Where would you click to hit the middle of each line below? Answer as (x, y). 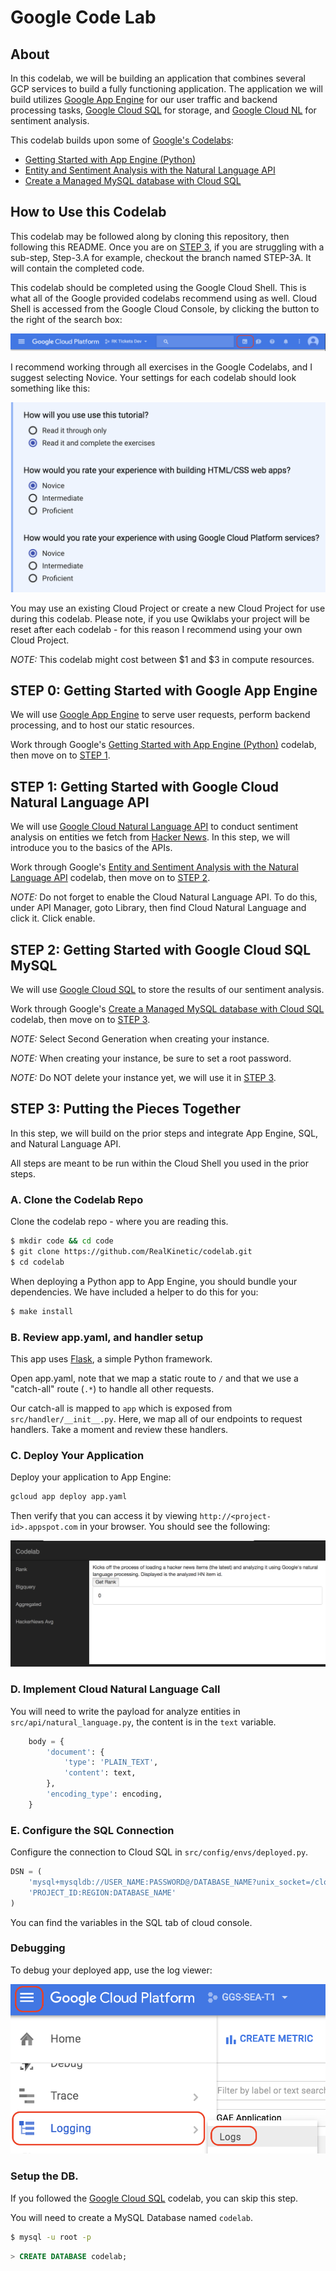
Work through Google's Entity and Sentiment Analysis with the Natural (154, 867)
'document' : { (75, 1752)
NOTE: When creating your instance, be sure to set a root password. (151, 1058)
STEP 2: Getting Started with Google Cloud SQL (161, 949)
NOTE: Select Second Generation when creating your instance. (140, 1038)
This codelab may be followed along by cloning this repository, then (150, 236)
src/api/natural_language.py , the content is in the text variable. (143, 1722)
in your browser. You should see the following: (175, 1527)
